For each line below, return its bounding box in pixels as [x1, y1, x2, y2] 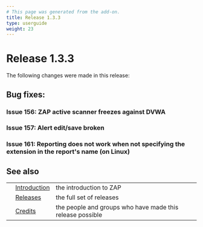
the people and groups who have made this [55, 203, 179, 212]
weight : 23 [6, 25, 34, 32]
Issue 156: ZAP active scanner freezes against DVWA [6, 107, 166, 116]
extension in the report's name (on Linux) [6, 148, 130, 156]
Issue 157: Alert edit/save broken [6, 123, 105, 132]
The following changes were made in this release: [6, 72, 130, 79]
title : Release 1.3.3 [6, 15, 61, 21]
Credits [15, 207, 36, 215]
